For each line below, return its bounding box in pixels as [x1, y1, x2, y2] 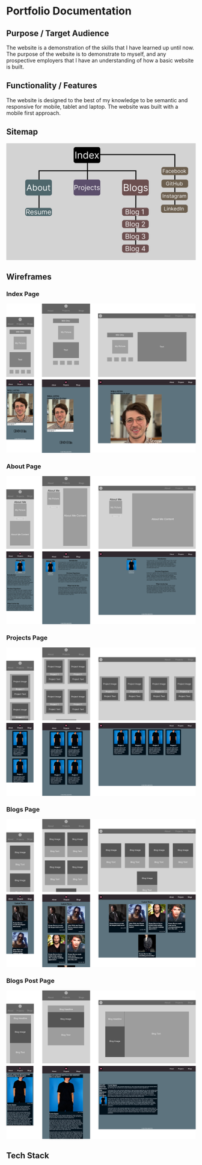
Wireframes [6, 272, 52, 282]
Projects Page [6, 634, 48, 642]
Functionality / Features [6, 81, 97, 91]
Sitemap [6, 127, 38, 137]
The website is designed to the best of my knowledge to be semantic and [6, 96, 188, 103]
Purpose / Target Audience [6, 28, 109, 38]
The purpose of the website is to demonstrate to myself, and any [6, 50, 167, 58]
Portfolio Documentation [6, 4, 132, 18]
